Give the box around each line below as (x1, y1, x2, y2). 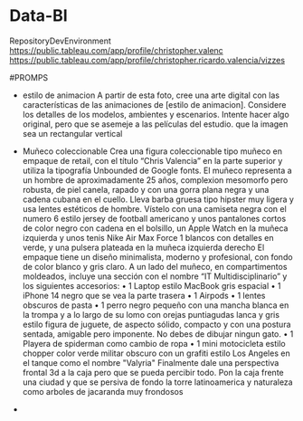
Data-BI (9, 5, 68, 26)
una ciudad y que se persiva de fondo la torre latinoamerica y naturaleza (22, 377, 293, 388)
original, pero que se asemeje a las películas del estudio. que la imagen (22, 119, 289, 129)
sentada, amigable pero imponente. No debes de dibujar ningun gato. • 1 (22, 328, 294, 340)
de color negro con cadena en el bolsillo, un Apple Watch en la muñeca (22, 223, 289, 234)
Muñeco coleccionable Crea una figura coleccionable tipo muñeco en (22, 146, 283, 157)
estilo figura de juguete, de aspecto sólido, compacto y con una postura (22, 319, 291, 330)
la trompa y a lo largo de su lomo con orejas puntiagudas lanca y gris (22, 309, 280, 320)
